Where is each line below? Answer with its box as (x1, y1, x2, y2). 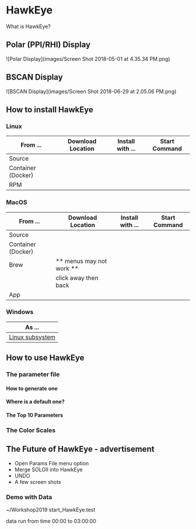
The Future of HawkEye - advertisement (6, 444, 155, 454)
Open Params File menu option (14, 459, 89, 466)
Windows (6, 308, 34, 316)
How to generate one (6, 385, 58, 392)
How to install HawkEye (6, 105, 93, 115)
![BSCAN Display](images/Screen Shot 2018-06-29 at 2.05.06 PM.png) (6, 88, 177, 95)
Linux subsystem (9, 333, 55, 341)
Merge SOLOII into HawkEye (14, 466, 83, 473)
